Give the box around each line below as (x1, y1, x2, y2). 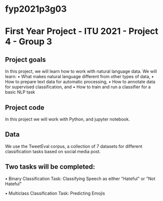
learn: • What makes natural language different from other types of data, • (5, 74, 154, 80)
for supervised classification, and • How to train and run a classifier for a (5, 84, 151, 90)
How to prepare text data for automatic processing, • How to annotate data (5, 79, 156, 85)
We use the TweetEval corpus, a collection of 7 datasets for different (5, 143, 143, 149)
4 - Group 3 (5, 36, 52, 47)
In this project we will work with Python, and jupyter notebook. (5, 116, 130, 122)
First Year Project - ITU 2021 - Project (5, 26, 159, 37)
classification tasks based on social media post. (5, 148, 101, 154)
